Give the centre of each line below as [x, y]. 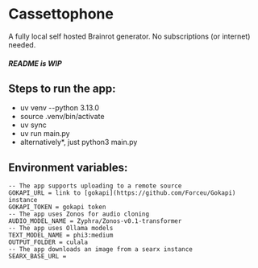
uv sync [33, 125]
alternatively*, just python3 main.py [79, 142]
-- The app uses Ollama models [61, 229]
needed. [22, 44]
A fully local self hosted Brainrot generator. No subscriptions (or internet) [129, 36]
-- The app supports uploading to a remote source [95, 186]
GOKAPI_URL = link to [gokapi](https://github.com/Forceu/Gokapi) [122, 193]
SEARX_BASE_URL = [37, 257]
